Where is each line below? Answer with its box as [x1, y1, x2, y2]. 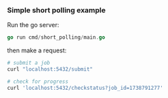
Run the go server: [7, 21, 59, 29]
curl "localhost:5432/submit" [7, 66, 94, 73]
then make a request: [7, 46, 67, 54]
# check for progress [7, 78, 69, 85]
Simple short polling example [7, 5, 106, 15]
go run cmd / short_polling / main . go [7, 34, 106, 41]
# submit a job [7, 60, 51, 67]
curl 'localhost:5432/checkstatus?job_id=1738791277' [7, 84, 164, 91]
